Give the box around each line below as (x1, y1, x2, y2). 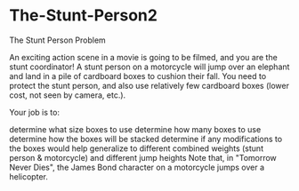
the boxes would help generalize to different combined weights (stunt (9, 143, 264, 154)
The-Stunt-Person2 (9, 5, 158, 26)
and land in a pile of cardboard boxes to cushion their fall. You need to (9, 70, 267, 81)
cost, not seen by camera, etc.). (9, 90, 126, 100)
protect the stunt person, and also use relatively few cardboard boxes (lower (9, 80, 289, 91)
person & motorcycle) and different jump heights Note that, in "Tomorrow (9, 152, 278, 163)
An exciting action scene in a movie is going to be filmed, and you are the (9, 52, 278, 62)
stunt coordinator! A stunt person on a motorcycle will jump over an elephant (9, 61, 290, 72)
